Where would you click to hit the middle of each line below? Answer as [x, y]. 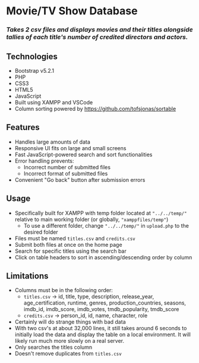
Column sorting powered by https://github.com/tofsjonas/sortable [95, 108]
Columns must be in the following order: [64, 290]
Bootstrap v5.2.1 [34, 70]
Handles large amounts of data [53, 142]
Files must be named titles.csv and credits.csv [75, 238]
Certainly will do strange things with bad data [70, 322]
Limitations [27, 276]
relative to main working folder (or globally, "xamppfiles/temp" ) [91, 219]
